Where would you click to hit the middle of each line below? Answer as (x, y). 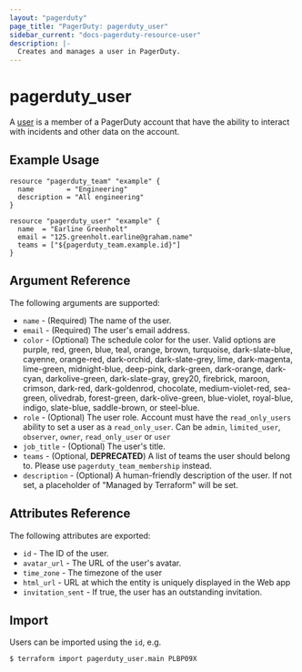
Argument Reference (70, 281)
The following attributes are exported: (80, 535)
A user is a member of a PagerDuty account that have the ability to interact (150, 122)
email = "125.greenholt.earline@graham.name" (106, 237)
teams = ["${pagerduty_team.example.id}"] (99, 245)
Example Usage (55, 160)
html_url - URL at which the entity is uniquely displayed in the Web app (156, 582)
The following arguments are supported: (85, 302)
